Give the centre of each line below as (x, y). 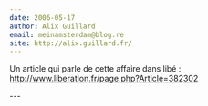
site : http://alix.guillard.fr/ (71, 43)
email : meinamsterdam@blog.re (67, 34)
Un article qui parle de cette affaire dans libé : (95, 69)
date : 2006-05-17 (42, 18)
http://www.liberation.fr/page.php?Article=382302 (104, 79)
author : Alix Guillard (52, 26)
